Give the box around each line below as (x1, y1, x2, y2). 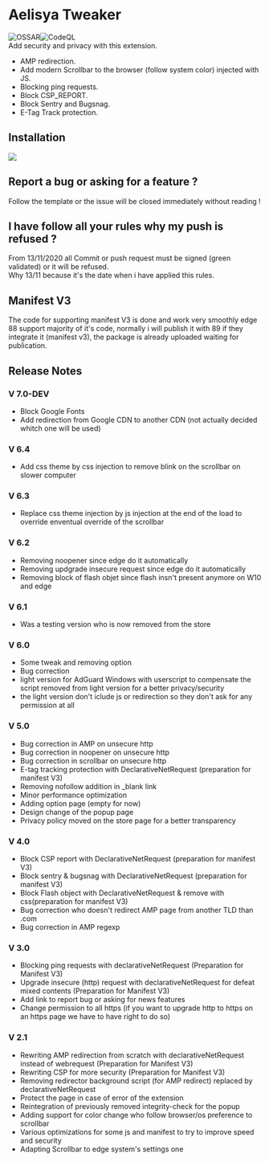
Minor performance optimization (19, 790, 127, 800)
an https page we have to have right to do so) (19, 1012, 171, 1021)
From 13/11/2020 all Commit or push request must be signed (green (8, 253, 231, 263)
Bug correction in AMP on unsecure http (19, 739, 154, 748)
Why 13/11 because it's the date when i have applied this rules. (8, 271, 214, 280)
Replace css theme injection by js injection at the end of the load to (19, 509, 243, 518)
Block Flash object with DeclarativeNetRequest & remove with (19, 888, 225, 898)
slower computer (19, 470, 76, 480)
